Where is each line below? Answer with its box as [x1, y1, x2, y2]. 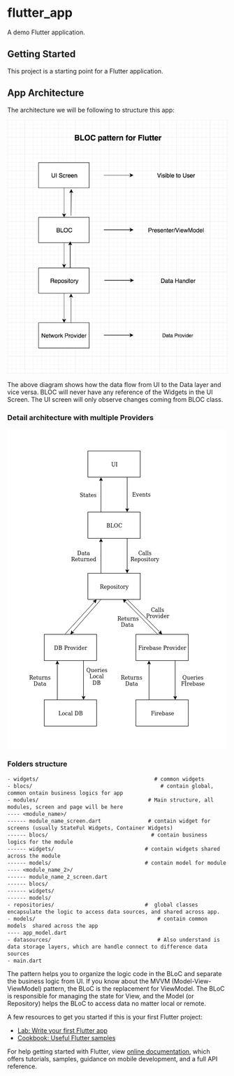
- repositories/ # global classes [7, 901, 198, 909]
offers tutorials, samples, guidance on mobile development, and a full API [7, 1055, 218, 1063]
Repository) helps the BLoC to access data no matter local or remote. [7, 999, 206, 1008]
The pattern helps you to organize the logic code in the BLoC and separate [7, 970, 222, 978]
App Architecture [7, 87, 85, 99]
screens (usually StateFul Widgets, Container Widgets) [7, 824, 173, 832]
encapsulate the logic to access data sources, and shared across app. [7, 908, 220, 916]
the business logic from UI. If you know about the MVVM [7, 977, 170, 986]
